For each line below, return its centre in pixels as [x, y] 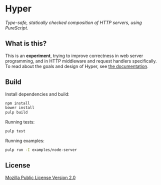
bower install [20, 108]
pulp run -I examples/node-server [41, 150]
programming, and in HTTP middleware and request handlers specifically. [81, 61]
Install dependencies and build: [37, 94]
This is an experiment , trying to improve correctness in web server [74, 55]
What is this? [26, 44]
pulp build [16, 112]
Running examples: [25, 141]
